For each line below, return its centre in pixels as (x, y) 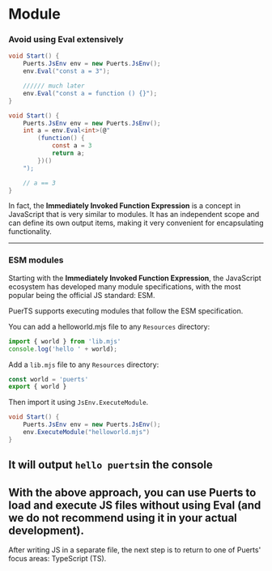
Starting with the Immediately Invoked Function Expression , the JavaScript (135, 278)
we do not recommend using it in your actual (123, 518)
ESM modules (36, 260)
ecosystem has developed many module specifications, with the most (125, 286)
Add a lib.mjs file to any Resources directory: (84, 364)
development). (47, 530)
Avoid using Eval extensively (66, 40)
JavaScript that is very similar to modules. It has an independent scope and (134, 215)
